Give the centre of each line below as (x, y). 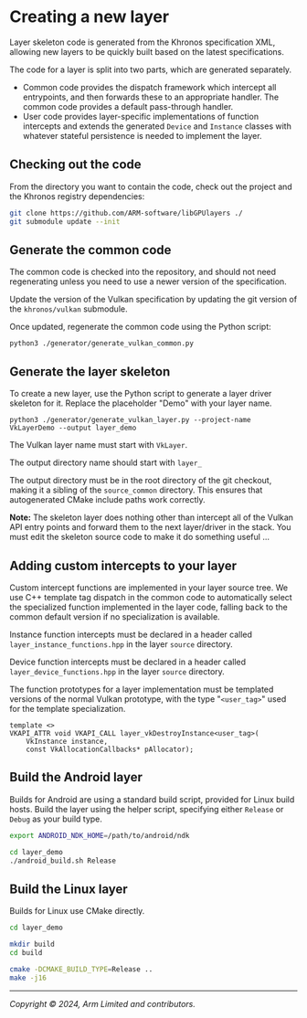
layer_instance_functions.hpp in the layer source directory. (121, 644)
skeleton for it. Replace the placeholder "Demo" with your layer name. (141, 403)
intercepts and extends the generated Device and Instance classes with (157, 126)
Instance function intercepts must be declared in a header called (131, 634)
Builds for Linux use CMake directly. (77, 911)
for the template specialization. (68, 708)
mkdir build (32, 944)
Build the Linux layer (69, 889)
